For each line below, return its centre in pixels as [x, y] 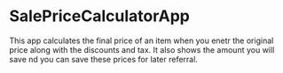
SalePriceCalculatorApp [100, 16]
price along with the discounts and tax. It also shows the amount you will [142, 49]
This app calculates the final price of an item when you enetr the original [141, 40]
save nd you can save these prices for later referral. [103, 59]
